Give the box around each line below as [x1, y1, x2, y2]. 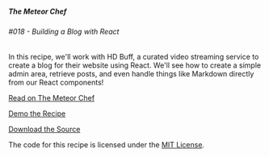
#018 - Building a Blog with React [8, 27, 120, 36]
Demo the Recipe [8, 109, 66, 118]
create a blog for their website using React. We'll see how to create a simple [8, 60, 261, 70]
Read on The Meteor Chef [8, 93, 95, 102]
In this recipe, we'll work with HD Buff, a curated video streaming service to [8, 52, 259, 61]
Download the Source [8, 124, 81, 134]
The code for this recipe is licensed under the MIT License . [8, 139, 204, 149]
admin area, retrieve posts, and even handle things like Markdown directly [8, 68, 254, 78]
